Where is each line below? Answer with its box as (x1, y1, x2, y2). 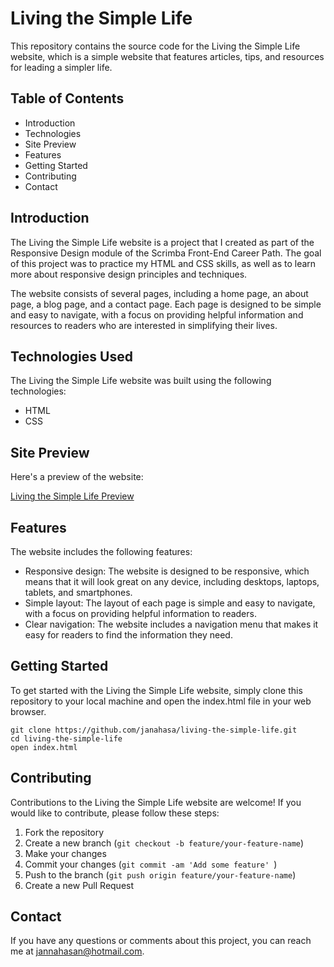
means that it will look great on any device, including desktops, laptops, (24, 576, 320, 587)
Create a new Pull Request (24, 879, 135, 891)
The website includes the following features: (10, 546, 193, 557)
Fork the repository (24, 826, 105, 838)
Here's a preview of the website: (10, 471, 144, 483)
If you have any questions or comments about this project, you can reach (10, 935, 312, 947)
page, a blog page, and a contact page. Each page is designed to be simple (10, 298, 322, 310)
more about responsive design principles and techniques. (10, 268, 248, 280)
